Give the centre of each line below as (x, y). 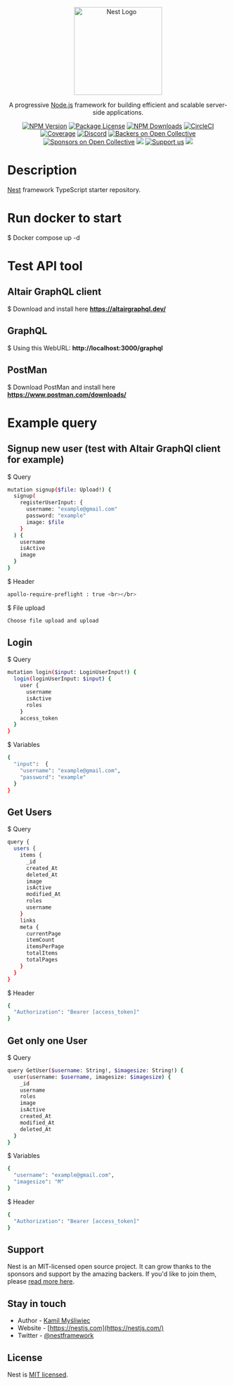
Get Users (30, 812)
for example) (36, 460)
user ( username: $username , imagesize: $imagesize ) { (92, 1077)
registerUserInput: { (51, 503)
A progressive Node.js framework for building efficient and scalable (107, 105)
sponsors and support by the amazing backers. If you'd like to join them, (112, 1274)
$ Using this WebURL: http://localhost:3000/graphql (85, 347)
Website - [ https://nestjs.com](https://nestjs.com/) (90, 1328)
